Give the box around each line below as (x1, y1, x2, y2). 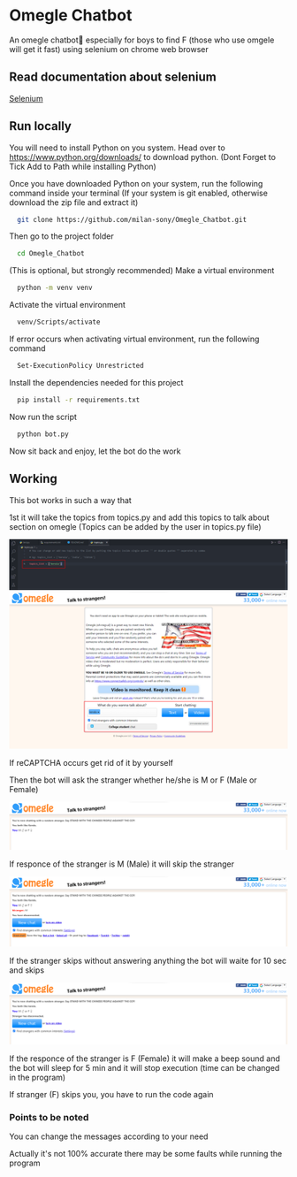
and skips (9, 965, 45, 975)
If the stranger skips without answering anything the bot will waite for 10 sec (9, 955, 287, 966)
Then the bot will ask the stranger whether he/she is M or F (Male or (9, 775, 258, 785)
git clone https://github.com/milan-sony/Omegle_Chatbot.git (17, 215, 247, 224)
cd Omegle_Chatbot (17, 249, 86, 258)
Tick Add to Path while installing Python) (9, 161, 156, 172)
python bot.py (17, 430, 69, 439)
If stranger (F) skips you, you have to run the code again (9, 1089, 214, 1099)
